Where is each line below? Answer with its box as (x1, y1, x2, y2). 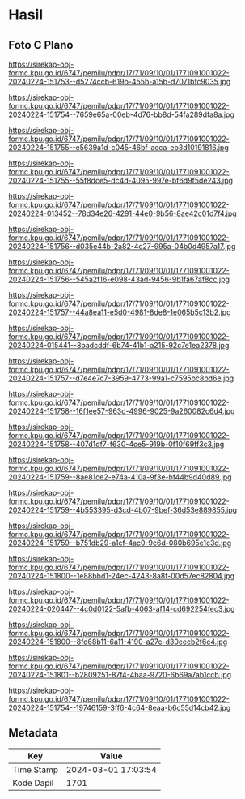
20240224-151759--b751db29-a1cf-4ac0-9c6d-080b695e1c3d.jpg (8, 538, 232, 548)
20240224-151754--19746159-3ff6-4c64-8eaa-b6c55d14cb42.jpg (8, 703, 231, 712)
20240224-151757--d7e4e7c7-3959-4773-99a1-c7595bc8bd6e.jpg (8, 373, 234, 383)
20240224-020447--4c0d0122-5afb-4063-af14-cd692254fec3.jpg (8, 604, 235, 613)
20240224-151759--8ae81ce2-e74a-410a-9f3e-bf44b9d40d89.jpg (8, 472, 232, 482)
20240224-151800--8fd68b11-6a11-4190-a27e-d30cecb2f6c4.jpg (8, 637, 228, 647)
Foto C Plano (8, 38, 74, 52)
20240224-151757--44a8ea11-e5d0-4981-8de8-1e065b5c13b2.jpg (8, 307, 231, 317)
